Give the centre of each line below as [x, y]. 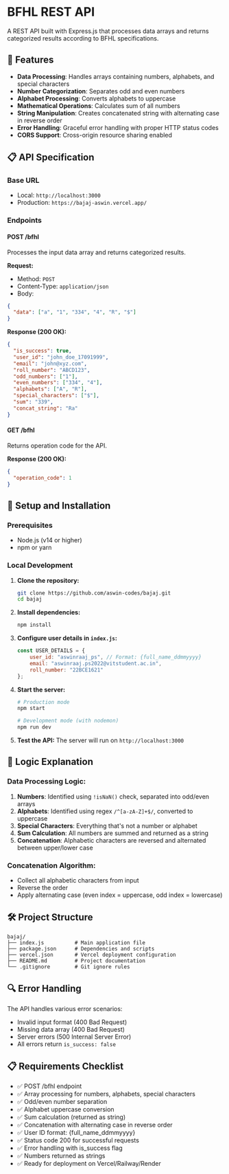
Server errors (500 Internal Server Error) [74, 1037]
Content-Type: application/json [63, 286]
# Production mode [43, 702]
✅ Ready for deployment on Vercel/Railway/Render [89, 1164]
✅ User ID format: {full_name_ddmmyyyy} [76, 1133]
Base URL [23, 181]
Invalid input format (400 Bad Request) [72, 1022]
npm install [34, 625]
